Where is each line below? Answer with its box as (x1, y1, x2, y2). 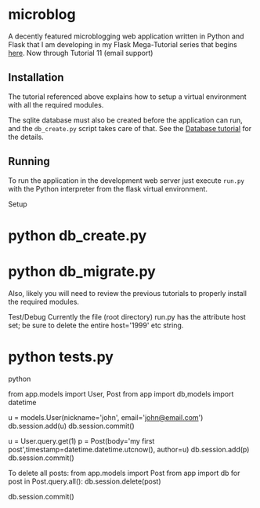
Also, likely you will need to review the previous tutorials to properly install (8, 288, 247, 298)
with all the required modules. (8, 100, 104, 109)
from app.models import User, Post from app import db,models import (8, 389, 234, 398)
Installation (8, 71, 64, 84)
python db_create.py (8, 226, 147, 244)
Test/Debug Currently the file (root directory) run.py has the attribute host (8, 312, 247, 321)
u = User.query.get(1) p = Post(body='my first (8, 436, 155, 445)
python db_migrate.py (8, 262, 157, 280)
